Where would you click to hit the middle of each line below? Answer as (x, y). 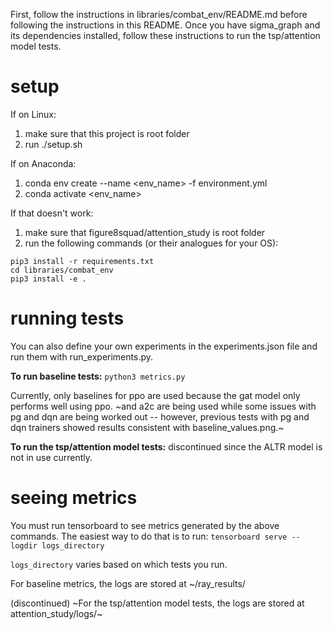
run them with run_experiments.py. (81, 356)
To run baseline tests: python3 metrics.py (98, 376)
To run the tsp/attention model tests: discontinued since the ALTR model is (166, 446)
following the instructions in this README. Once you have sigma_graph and (165, 25)
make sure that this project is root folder (107, 133)
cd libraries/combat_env (62, 270)
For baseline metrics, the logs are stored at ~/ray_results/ (128, 583)
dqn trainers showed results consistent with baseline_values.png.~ (147, 427)
